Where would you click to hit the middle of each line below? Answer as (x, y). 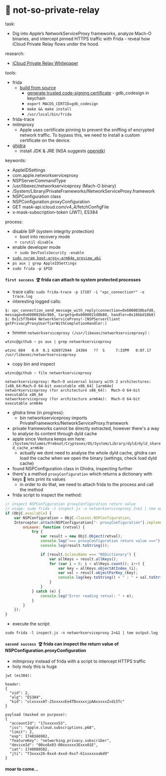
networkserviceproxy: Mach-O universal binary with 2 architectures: (78, 382)
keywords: (16, 160)
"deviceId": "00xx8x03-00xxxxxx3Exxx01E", (54, 745)
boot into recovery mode (45, 236)
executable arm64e (24, 403)
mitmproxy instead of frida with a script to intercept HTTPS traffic (79, 662)
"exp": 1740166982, (30, 736)
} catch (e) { (46, 591)
